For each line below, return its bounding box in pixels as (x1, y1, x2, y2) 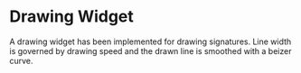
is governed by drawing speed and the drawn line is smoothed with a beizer (9, 45, 292, 56)
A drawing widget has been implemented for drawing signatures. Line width (9, 36, 292, 47)
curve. (9, 55, 33, 66)
